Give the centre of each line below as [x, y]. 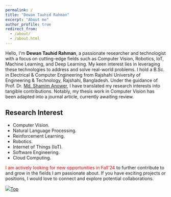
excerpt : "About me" [27, 19]
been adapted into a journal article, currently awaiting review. [70, 96]
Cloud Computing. [32, 158]
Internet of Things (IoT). [38, 147]
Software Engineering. [36, 152]
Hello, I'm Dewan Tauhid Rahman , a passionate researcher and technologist [86, 53]
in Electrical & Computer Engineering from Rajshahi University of [73, 75]
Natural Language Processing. [44, 130]
